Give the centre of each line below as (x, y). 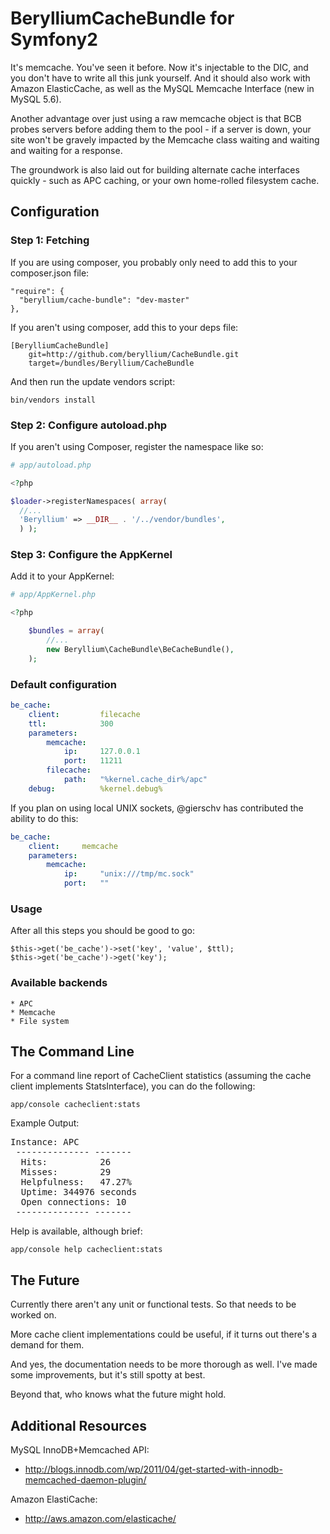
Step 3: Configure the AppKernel (91, 555)
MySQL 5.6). (36, 99)
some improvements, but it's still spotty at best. (108, 1375)
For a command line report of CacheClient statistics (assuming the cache (161, 1076)
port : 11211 (93, 761)
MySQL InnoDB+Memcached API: (80, 1450)
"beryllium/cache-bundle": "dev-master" (104, 300)
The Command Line (72, 1051)
